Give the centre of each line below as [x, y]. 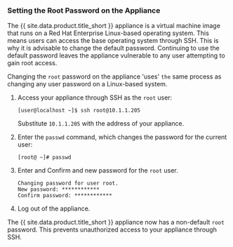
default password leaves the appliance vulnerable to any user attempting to [116, 55]
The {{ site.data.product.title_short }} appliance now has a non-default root [116, 222]
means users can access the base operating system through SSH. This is [113, 41]
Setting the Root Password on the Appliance [84, 11]
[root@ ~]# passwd [44, 158]
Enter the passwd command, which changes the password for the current [122, 137]
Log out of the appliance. [54, 208]
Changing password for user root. [68, 183]
